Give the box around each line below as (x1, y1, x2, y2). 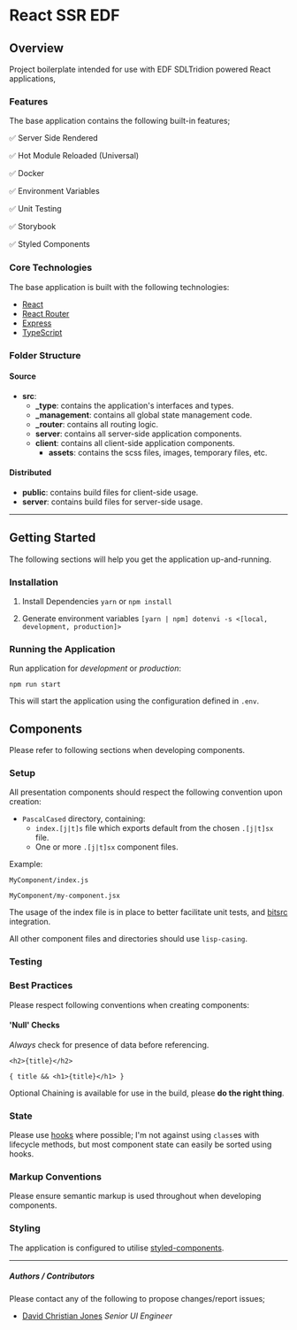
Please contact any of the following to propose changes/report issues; (9, 1293, 265, 1303)
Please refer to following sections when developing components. (9, 745, 246, 756)
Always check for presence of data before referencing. (9, 1039, 209, 1049)
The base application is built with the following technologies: (9, 281, 230, 292)
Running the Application (9, 642, 116, 655)
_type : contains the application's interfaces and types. (34, 400, 234, 411)
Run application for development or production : (9, 663, 181, 673)
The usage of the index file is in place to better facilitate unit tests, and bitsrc (9, 907, 288, 918)
